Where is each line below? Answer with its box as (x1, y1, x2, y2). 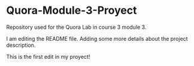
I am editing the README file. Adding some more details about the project (6, 35, 188, 42)
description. (6, 41, 36, 49)
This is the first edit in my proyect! (6, 53, 90, 60)
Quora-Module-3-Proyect (6, 4, 137, 17)
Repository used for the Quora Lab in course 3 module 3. (6, 23, 147, 31)
